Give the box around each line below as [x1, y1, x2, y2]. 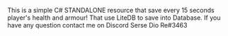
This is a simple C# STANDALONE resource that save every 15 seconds [7, 6, 215, 14]
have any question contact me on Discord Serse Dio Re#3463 [7, 21, 188, 29]
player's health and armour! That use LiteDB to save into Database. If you [7, 13, 221, 22]
